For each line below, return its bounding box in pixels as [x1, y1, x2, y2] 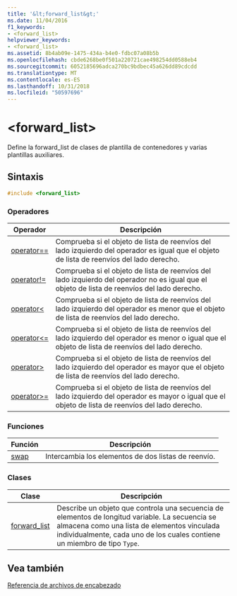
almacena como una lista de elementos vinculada [56, 520, 220, 530]
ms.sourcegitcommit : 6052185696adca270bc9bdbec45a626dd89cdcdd [7, 63, 197, 70]
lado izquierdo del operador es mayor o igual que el [55, 392, 226, 402]
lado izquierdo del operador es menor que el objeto [55, 304, 226, 314]
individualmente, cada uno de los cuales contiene [56, 530, 221, 539]
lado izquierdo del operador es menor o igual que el [55, 333, 226, 343]
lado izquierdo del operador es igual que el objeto [55, 245, 220, 255]
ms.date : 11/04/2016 [7, 17, 68, 24]
